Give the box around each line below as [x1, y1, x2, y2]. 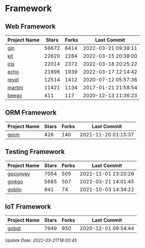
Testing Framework [5, 148, 65, 156]
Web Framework [5, 22, 56, 31]
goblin [7, 186, 22, 193]
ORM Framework [5, 109, 57, 117]
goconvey [7, 170, 31, 177]
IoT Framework [5, 202, 51, 211]
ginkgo [7, 178, 23, 185]
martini [7, 84, 23, 91]
